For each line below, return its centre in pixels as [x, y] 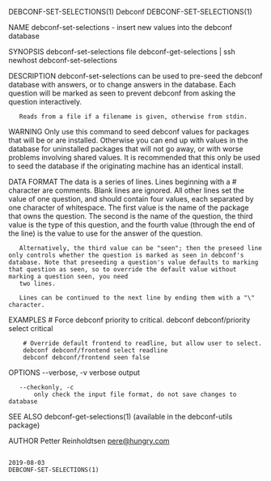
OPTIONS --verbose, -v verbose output [74, 372]
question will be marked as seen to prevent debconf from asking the [122, 93]
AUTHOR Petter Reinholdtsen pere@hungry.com [89, 441]
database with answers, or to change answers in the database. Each [122, 85]
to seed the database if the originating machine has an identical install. [126, 166]
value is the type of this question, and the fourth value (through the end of [132, 225]
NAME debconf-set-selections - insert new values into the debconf [121, 27]
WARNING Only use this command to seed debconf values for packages [129, 132]
